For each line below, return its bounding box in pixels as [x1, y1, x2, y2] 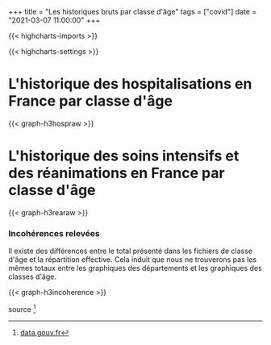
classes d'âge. [8, 272, 56, 281]
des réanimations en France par [8, 164, 225, 182]
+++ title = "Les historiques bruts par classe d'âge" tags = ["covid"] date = [8, 7, 257, 16]
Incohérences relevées [8, 227, 101, 239]
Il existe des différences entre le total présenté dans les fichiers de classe [8, 246, 252, 256]
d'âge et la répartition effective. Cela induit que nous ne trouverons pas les [8, 255, 256, 264]
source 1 [8, 303, 36, 314]
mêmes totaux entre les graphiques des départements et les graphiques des [8, 264, 262, 273]
